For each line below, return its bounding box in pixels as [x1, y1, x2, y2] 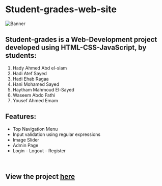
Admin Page [12, 142, 39, 148]
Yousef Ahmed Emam [12, 97, 59, 103]
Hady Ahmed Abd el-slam [12, 65, 67, 71]
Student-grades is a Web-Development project [5, 35, 157, 44]
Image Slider [12, 136, 40, 143]
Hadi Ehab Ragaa [12, 76, 49, 82]
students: [5, 51, 37, 60]
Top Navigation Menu [12, 126, 58, 132]
